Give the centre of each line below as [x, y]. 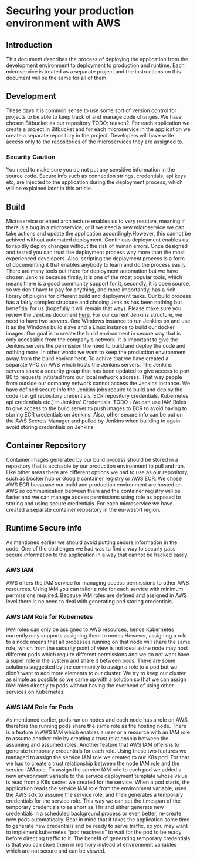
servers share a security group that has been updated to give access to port [98, 371]
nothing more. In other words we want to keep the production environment [96, 352]
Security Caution [31, 157]
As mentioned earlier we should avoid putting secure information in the [92, 542]
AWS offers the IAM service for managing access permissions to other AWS [98, 582]
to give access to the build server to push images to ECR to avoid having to [97, 408]
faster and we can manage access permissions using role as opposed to [94, 497]
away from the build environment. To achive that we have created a [87, 358]
